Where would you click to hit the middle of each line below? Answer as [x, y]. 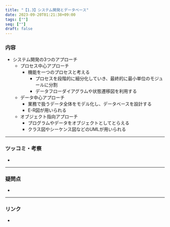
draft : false [19, 29]
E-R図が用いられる [47, 110]
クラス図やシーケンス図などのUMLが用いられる [77, 129]
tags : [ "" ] [17, 19]
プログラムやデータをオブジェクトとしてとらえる [79, 123]
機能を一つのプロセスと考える [59, 72]
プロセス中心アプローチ [45, 66]
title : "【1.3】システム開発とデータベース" [47, 10]
